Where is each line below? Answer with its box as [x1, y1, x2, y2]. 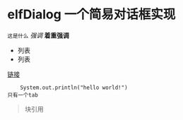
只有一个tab [7, 91, 39, 99]
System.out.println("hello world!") [20, 84, 129, 91]
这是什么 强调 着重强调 [7, 31, 69, 40]
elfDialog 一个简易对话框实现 [7, 6, 176, 23]
